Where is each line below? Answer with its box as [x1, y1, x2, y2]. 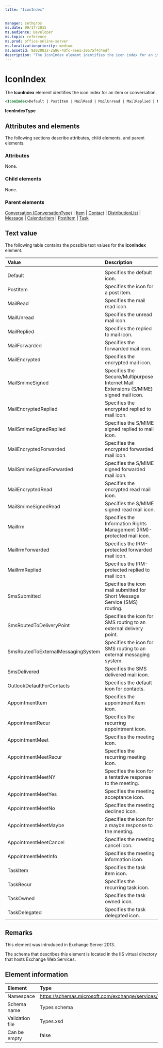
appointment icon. [105, 725, 147, 732]
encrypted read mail [105, 486, 151, 493]
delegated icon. [105, 912, 141, 919]
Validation [7, 1015, 30, 1022]
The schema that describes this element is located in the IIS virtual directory [5, 951, 157, 957]
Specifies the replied [105, 325, 152, 332]
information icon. [105, 856, 144, 863]
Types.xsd [39, 1018, 64, 1025]
